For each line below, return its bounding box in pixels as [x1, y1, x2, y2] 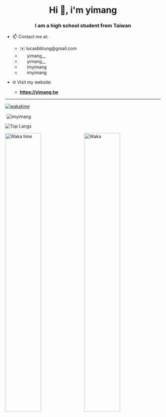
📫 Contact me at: [12, 34, 48, 40]
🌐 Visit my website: [12, 79, 52, 85]
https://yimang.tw [19, 89, 58, 95]
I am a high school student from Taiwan [35, 22, 131, 29]
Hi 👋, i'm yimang [49, 4, 117, 16]
